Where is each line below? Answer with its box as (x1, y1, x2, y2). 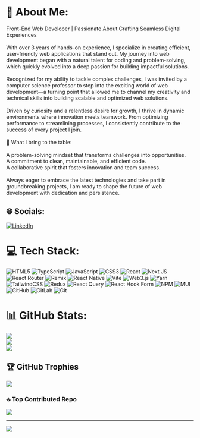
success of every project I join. (6, 126, 82, 133)
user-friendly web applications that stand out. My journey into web (6, 50, 170, 57)
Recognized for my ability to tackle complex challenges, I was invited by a (6, 75, 187, 83)
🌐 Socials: (6, 206, 45, 216)
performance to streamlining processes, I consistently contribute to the (6, 119, 180, 127)
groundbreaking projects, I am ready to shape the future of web (6, 182, 162, 190)
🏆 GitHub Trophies (6, 362, 79, 372)
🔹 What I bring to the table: (6, 138, 72, 146)
